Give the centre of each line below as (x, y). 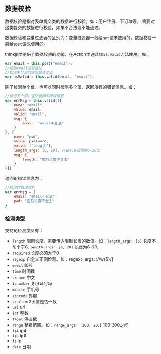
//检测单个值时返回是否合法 (29, 72)
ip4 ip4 (19, 330)
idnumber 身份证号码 (32, 283)
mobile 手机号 (26, 289)
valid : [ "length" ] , (33, 146)
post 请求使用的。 (31, 44)
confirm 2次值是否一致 (34, 301)
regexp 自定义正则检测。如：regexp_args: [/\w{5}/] (62, 259)
